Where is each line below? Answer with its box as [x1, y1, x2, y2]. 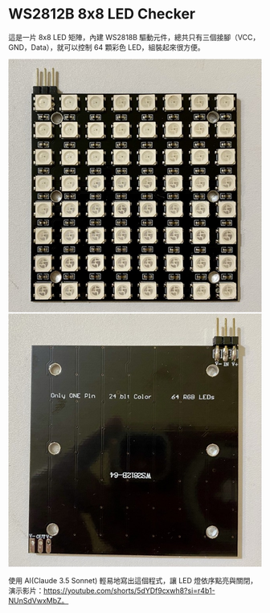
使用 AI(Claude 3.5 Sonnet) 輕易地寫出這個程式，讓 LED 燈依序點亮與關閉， [8, 575, 258, 585]
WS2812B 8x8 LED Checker [8, 5, 195, 23]
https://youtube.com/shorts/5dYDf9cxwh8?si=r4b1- [43, 586, 215, 595]
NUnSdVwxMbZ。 [8, 595, 69, 605]
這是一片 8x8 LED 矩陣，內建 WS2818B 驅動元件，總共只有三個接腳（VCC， [8, 32, 260, 42]
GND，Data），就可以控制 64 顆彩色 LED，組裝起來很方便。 [8, 42, 205, 52]
